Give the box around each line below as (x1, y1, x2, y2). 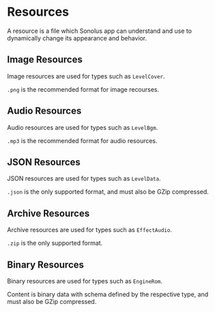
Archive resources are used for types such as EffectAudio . (7, 226, 173, 234)
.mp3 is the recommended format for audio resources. (7, 136, 158, 144)
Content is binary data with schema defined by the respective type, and (7, 290, 209, 298)
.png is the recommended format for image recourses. (7, 85, 160, 93)
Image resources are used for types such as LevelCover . (7, 72, 165, 80)
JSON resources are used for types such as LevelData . (7, 174, 162, 183)
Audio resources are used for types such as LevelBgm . (7, 123, 158, 131)
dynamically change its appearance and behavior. (7, 34, 147, 42)
